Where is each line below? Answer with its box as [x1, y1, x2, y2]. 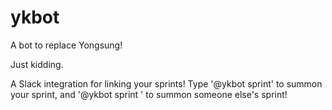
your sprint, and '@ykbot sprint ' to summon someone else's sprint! [10, 88, 288, 100]
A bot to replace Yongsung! [10, 39, 123, 51]
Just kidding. [10, 58, 64, 70]
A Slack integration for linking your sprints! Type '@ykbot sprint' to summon [10, 77, 323, 90]
